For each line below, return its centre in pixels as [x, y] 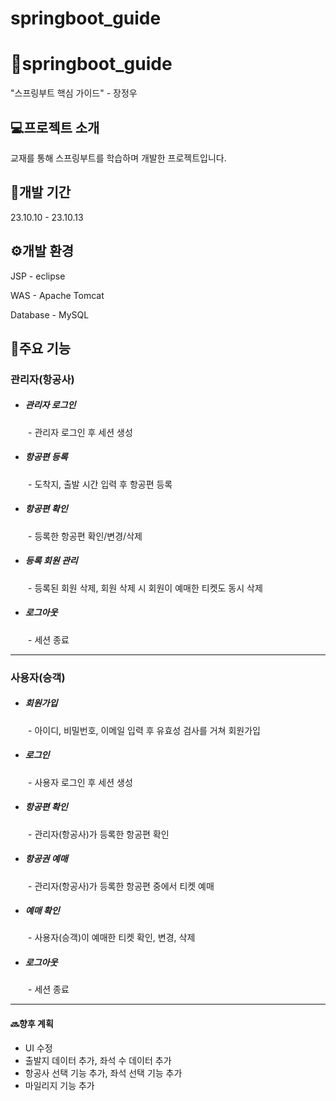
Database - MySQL [50, 314]
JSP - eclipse [38, 276]
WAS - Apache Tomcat [57, 295]
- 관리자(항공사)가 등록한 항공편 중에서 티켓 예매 [121, 886]
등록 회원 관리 [51, 561]
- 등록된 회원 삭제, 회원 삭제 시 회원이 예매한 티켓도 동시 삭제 [145, 588]
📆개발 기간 [41, 192]
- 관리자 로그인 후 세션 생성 [80, 432]
